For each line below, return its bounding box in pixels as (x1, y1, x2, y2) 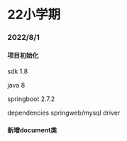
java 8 (7, 81, 26, 90)
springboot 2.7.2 (7, 95, 55, 103)
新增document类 (7, 125, 57, 134)
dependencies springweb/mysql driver (7, 108, 121, 117)
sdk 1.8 (7, 67, 28, 75)
